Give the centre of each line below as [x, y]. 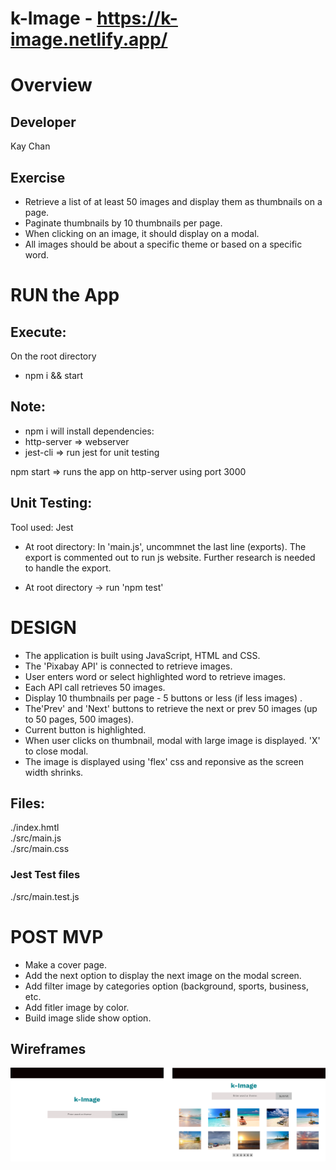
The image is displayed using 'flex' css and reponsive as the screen [164, 761]
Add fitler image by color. [77, 1007]
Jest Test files [45, 875]
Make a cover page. [66, 964]
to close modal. [56, 751]
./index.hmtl [35, 828]
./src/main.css [40, 849]
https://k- [137, 18]
